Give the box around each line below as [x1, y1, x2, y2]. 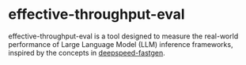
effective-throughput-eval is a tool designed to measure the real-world [8, 31, 239, 41]
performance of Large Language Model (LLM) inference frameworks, [8, 39, 233, 49]
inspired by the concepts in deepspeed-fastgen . [8, 48, 166, 57]
